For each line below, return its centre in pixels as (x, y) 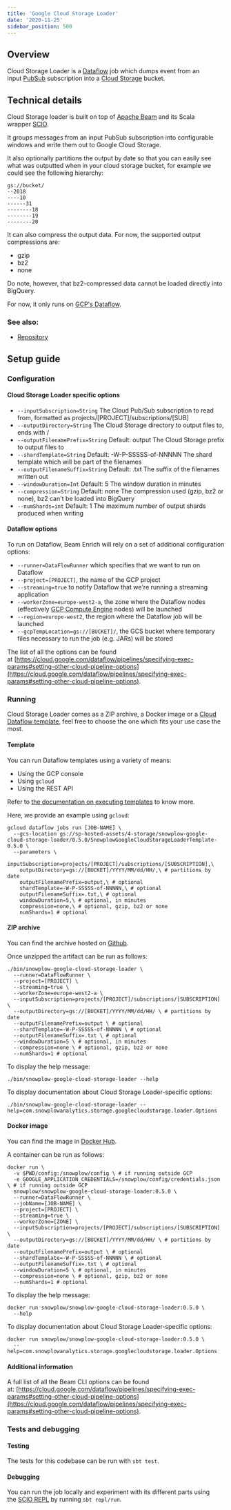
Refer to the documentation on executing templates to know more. (101, 802)
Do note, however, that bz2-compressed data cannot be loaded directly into (115, 283)
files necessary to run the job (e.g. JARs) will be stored (95, 639)
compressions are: (33, 242)
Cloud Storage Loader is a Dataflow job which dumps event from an (103, 71)
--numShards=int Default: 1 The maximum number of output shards (112, 506)
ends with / (33, 432)
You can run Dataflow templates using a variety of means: (89, 760)
